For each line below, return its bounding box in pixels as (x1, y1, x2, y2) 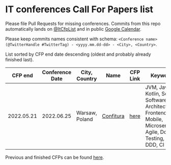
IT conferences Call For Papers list (5, 4, 154, 15)
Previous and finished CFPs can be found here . (5, 154, 104, 160)
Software (145, 96, 167, 103)
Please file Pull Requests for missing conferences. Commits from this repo (5, 20, 161, 27)
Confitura (102, 112, 125, 120)
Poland (76, 115, 93, 123)
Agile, (145, 128, 159, 135)
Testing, (145, 134, 164, 142)
